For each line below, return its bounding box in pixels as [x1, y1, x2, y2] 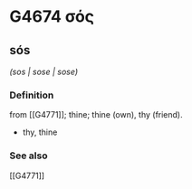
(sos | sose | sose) [9, 66, 79, 77]
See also [9, 149, 48, 162]
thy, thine [22, 127, 58, 137]
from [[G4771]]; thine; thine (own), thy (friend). [9, 109, 183, 120]
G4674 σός [9, 6, 95, 27]
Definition [9, 89, 54, 101]
